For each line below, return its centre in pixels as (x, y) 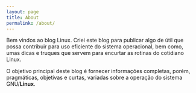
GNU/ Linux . (21, 84)
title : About (23, 18)
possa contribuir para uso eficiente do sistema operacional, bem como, (95, 46)
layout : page (23, 12)
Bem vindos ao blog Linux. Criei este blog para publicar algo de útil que (95, 40)
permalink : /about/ (31, 23)
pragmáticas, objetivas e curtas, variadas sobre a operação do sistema (94, 78)
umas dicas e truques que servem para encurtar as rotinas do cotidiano (95, 53)
